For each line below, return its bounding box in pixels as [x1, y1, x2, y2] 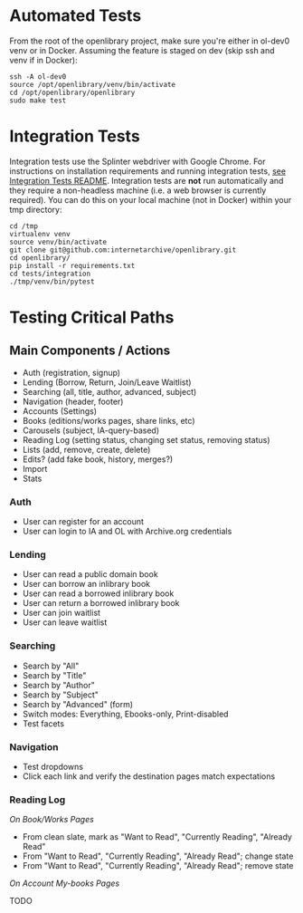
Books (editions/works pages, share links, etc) [22, 415, 195, 426]
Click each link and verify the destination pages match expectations [22, 771, 276, 782]
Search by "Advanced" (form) [22, 698, 134, 709]
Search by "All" [22, 660, 80, 671]
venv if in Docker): [9, 54, 79, 65]
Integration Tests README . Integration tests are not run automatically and [9, 175, 284, 186]
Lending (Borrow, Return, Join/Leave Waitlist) [22, 377, 192, 388]
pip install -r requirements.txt [9, 261, 136, 270]
